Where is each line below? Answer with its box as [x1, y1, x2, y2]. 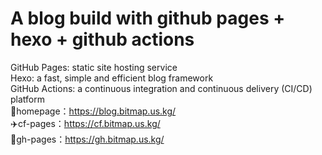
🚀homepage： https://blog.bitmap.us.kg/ [10, 105, 177, 117]
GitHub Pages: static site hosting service [10, 61, 178, 73]
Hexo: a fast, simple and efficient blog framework [10, 72, 214, 84]
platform [10, 93, 45, 105]
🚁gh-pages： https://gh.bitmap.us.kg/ [10, 133, 165, 145]
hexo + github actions [10, 28, 195, 51]
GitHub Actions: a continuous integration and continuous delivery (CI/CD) [10, 82, 313, 94]
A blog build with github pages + [10, 7, 286, 30]
